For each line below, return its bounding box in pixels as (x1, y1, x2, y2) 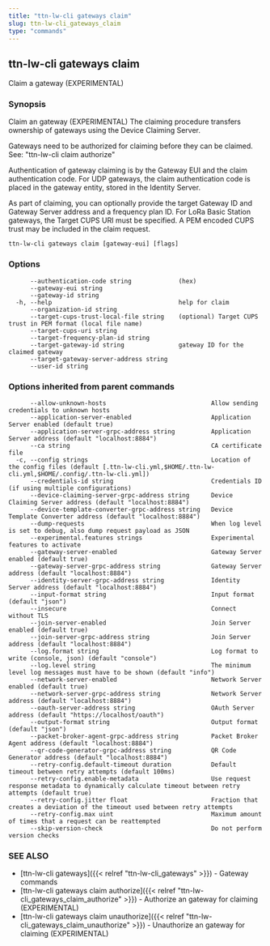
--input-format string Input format (29, 590, 255, 599)
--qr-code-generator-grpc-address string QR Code (29, 747, 237, 755)
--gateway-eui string (29, 284, 103, 292)
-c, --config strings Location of (15, 456, 251, 464)
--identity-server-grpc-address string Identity (29, 577, 241, 585)
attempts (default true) (8, 789, 92, 798)
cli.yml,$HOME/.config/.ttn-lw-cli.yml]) (8, 471, 150, 479)
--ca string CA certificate (29, 442, 263, 450)
